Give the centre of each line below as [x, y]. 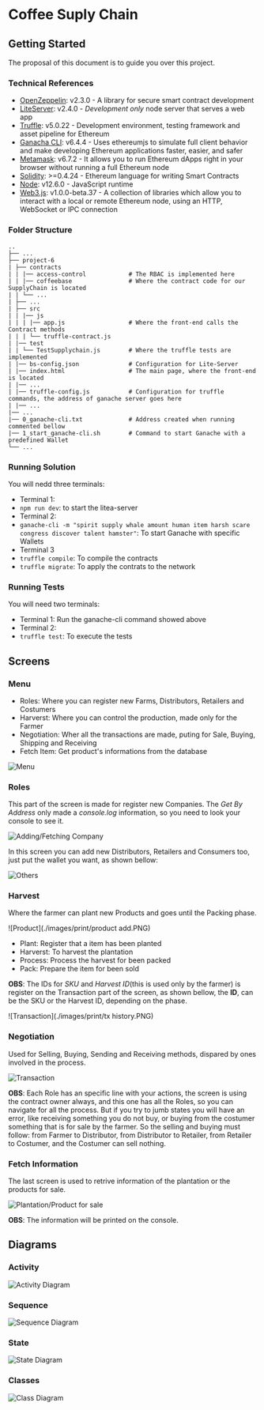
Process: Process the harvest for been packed [95, 960]
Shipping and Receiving [58, 743]
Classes [24, 1381]
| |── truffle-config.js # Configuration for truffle [116, 392]
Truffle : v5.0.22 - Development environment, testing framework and [130, 126]
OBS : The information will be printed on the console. [94, 1220]
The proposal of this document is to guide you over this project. [111, 62]
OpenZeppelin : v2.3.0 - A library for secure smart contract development [137, 100]
